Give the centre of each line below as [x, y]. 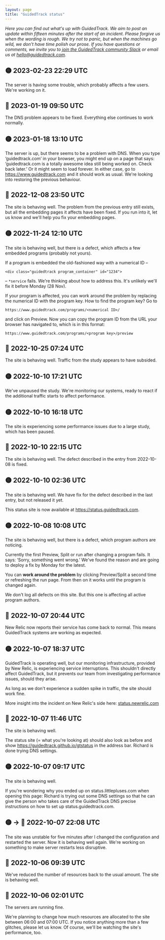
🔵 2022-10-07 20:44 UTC [45, 615]
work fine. [15, 694]
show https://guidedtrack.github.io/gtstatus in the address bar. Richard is [79, 745]
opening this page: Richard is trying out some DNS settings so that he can [80, 796]
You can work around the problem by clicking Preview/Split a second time [81, 575]
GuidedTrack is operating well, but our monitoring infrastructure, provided [80, 663]
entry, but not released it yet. [34, 500]
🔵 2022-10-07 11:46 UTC [44, 719]
